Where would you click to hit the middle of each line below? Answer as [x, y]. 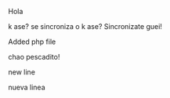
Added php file [32, 42]
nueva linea [27, 87]
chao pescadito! [34, 57]
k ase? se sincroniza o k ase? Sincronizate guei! [85, 26]
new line [22, 72]
